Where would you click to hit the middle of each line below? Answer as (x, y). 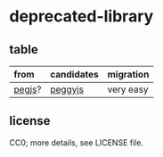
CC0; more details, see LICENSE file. (77, 142)
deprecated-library (81, 17)
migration (128, 74)
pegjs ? (28, 89)
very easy (128, 89)
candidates (75, 74)
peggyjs (67, 89)
